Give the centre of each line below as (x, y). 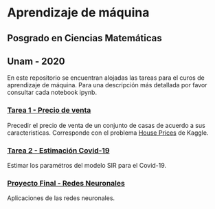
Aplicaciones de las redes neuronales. (61, 198)
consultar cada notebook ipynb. (52, 92)
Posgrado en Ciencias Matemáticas (85, 38)
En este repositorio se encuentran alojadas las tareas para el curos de (106, 78)
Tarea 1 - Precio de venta (49, 110)
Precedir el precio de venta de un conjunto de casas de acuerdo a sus (106, 125)
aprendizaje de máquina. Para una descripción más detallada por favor (107, 85)
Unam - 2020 (36, 61)
